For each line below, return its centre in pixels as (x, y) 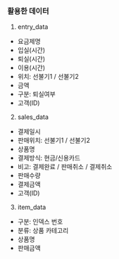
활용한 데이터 (28, 11)
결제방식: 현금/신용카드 (49, 158)
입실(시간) (31, 50)
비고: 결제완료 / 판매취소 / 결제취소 (65, 167)
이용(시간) (31, 68)
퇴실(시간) (31, 59)
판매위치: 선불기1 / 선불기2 (54, 140)
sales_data (33, 117)
